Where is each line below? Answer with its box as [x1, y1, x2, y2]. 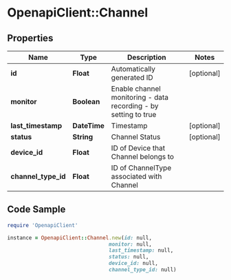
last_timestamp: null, [109, 247, 174, 254]
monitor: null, [109, 241, 153, 248]
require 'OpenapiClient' [7, 222, 78, 228]
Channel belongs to [111, 152, 174, 161]
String [72, 132, 93, 142]
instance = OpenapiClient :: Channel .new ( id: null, [7, 234, 153, 241]
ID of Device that [111, 143, 166, 153]
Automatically [111, 64, 156, 74]
